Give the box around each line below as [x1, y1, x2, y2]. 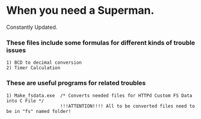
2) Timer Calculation [6, 65, 61, 71]
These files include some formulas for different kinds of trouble [6, 38, 196, 47]
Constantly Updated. [6, 23, 58, 31]
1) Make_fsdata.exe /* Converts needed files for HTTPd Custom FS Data [6, 93, 193, 99]
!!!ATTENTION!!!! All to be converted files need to [60, 103, 196, 109]
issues [6, 46, 26, 54]
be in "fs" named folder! [6, 108, 71, 114]
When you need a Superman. [6, 4, 155, 17]
